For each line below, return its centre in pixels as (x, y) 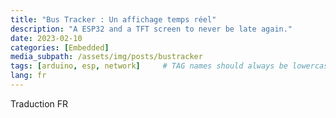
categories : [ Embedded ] (60, 47)
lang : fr (28, 76)
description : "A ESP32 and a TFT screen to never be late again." (151, 29)
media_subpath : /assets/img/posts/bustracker (106, 57)
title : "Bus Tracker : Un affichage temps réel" (113, 19)
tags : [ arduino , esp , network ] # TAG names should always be (149, 66)
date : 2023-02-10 (46, 38)
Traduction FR (39, 103)
